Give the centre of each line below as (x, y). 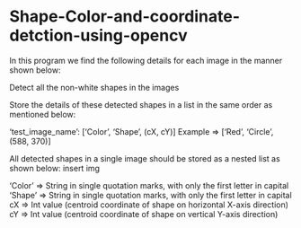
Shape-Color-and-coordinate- (125, 17)
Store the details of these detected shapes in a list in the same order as (141, 104)
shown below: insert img (55, 168)
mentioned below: (43, 114)
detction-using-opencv (98, 35)
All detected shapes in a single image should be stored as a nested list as (145, 158)
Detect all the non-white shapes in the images (94, 87)
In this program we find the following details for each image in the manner (146, 60)
